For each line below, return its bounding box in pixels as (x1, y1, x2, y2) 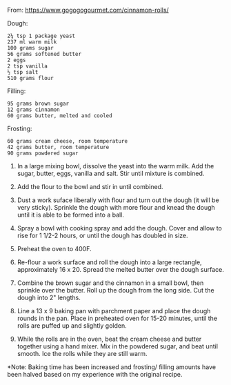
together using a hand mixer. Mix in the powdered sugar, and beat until (17, 342, 219, 351)
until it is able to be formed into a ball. (17, 210, 124, 219)
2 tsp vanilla (7, 63, 48, 70)
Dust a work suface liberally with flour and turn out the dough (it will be (17, 196, 219, 204)
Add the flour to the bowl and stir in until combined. (17, 183, 163, 190)
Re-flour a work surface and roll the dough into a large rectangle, (17, 258, 202, 266)
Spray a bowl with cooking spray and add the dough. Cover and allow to (17, 224, 222, 232)
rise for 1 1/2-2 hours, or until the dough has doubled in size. (17, 231, 188, 239)
